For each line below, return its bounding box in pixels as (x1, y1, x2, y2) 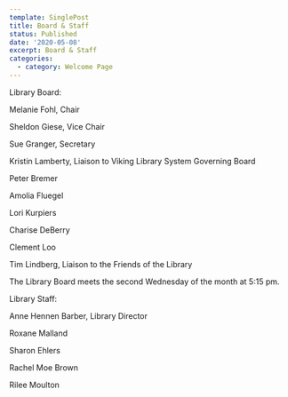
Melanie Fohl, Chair (9, 104, 80, 115)
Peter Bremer (9, 172, 58, 183)
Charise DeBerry (9, 224, 71, 235)
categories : (9, 54, 53, 63)
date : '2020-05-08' (9, 37, 82, 47)
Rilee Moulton (9, 379, 60, 390)
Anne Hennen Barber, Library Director (9, 310, 148, 321)
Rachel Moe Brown (9, 361, 78, 373)
